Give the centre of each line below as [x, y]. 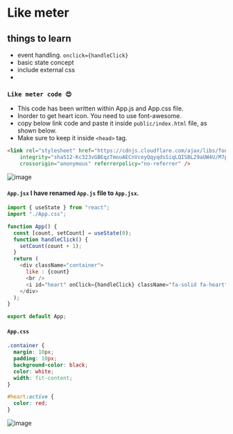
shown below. [37, 131]
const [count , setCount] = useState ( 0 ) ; [72, 233]
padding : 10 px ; [35, 359]
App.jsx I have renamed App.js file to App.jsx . [73, 193]
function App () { [32, 226]
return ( [26, 259]
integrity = [35, 158]
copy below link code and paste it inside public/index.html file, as [112, 124]
